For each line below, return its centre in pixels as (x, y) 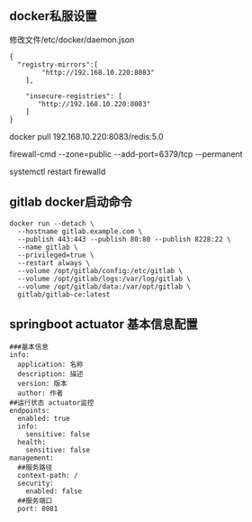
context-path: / (48, 476)
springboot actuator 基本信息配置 (103, 324)
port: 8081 (38, 509)
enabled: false (54, 491)
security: (36, 484)
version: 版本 (42, 384)
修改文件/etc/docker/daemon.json (72, 40)
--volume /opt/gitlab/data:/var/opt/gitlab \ (104, 287)
